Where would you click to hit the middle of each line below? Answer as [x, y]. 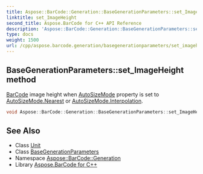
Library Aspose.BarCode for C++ [56, 165]
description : [23, 29]
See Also [23, 131]
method [21, 80]
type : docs [20, 35]
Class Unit [28, 146]
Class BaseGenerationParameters [57, 152]
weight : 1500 [23, 40]
